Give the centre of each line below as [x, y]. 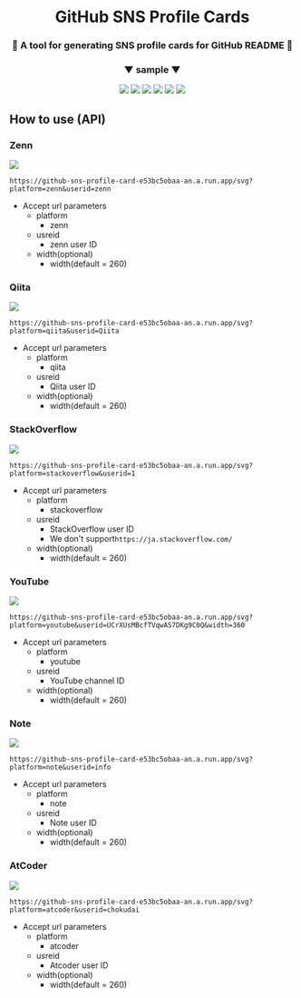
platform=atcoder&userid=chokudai [75, 910]
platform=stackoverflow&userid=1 [73, 474]
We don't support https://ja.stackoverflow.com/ [141, 538]
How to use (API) [58, 119]
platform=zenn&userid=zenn [60, 189]
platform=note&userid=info [60, 768]
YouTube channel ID [87, 680]
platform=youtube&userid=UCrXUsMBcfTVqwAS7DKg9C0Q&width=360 [127, 625]
